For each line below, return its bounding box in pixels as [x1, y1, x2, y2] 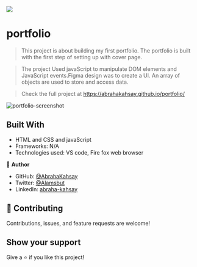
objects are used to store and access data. [21, 78, 129, 86]
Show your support [6, 237, 81, 247]
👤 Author [6, 161, 30, 168]
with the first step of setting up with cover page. [21, 53, 142, 60]
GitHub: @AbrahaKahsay [15, 172, 78, 180]
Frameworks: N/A [15, 142, 59, 150]
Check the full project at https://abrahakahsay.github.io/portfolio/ [21, 90, 185, 97]
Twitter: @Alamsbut [15, 179, 65, 186]
